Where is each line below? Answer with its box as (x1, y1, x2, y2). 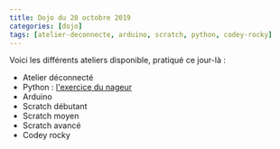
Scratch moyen (22, 110, 79, 122)
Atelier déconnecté (22, 72, 94, 83)
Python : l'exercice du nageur (22, 82, 133, 93)
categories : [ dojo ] (9, 22, 83, 31)
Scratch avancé (22, 120, 81, 131)
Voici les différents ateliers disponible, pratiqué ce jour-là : (9, 55, 226, 66)
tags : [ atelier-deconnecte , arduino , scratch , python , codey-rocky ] (9, 30, 273, 39)
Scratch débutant (22, 101, 88, 112)
